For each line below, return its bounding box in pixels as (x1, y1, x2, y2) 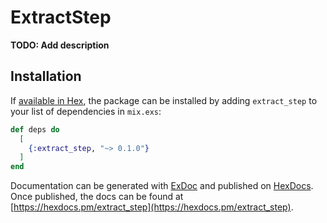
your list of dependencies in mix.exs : (10, 105, 162, 117)
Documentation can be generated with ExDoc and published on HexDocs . (10, 180, 314, 192)
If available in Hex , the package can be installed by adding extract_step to (10, 94, 318, 106)
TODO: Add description (10, 39, 110, 51)
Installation (10, 68, 82, 85)
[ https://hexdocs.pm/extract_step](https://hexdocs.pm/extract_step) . (10, 201, 294, 213)
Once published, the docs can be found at (10, 191, 184, 203)
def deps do (10, 124, 60, 135)
